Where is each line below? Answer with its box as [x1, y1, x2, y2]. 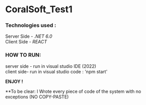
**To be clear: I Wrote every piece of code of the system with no [5, 88, 141, 94]
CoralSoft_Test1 [5, 4, 72, 15]
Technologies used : [5, 22, 57, 29]
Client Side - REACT [5, 39, 47, 45]
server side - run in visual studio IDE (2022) [5, 63, 96, 69]
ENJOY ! [5, 78, 23, 85]
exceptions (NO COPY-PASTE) [5, 93, 69, 100]
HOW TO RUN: [5, 51, 42, 59]
